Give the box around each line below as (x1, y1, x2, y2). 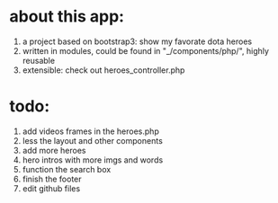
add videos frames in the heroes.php (22, 126, 159, 137)
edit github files (22, 182, 81, 194)
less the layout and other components (22, 135, 164, 146)
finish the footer (22, 173, 83, 184)
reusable (22, 55, 56, 66)
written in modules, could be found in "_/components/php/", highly (22, 45, 270, 56)
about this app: (9, 6, 124, 27)
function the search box (22, 163, 112, 174)
